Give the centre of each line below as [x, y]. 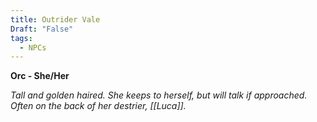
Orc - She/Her [40, 76]
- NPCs [33, 47]
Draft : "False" [42, 29]
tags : [21, 38]
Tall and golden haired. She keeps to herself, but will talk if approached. [159, 95]
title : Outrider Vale [55, 19]
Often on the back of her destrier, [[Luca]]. [98, 106]
